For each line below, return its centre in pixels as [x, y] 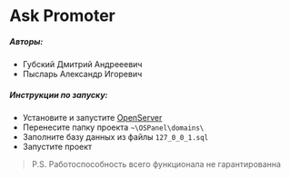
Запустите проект [57, 147]
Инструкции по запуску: [59, 94]
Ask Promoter [62, 16]
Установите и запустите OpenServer [92, 118]
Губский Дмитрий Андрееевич [82, 64]
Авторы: [26, 41]
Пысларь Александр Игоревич [82, 74]
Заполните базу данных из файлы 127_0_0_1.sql [115, 137]
